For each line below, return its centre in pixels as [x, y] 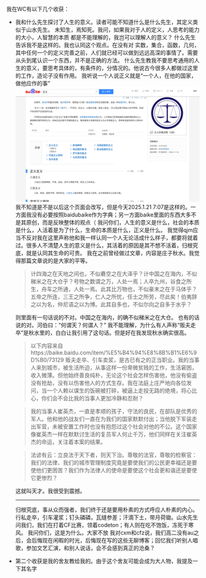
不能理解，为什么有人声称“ [147, 325]
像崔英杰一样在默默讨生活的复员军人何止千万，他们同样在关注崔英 [114, 435]
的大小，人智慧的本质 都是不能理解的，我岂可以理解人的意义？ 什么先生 [105, 37]
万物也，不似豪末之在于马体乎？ [157, 289]
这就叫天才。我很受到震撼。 [50, 491]
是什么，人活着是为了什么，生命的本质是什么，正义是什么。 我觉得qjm [104, 230]
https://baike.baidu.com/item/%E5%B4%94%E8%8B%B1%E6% [112, 353]
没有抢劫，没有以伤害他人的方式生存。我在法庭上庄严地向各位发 [111, 383]
